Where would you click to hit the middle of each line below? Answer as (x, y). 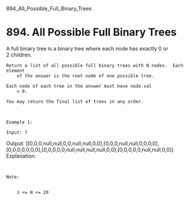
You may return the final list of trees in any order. (75, 101)
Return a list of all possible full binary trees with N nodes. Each (95, 65)
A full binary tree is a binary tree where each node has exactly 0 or (87, 48)
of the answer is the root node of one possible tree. (86, 76)
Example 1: (19, 122)
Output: (15, 143)
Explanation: (21, 156)
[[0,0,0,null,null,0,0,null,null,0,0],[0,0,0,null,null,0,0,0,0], (92, 143)
